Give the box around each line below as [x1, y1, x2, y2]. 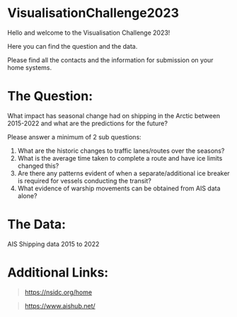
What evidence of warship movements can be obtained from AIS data [17, 184, 221, 192]
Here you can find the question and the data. [7, 42, 138, 50]
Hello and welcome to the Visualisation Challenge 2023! [7, 28, 170, 37]
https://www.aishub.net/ [24, 301, 96, 310]
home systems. [7, 63, 52, 71]
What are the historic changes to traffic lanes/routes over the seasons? [17, 146, 225, 155]
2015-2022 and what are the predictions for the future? [7, 119, 168, 127]
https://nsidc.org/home [24, 288, 93, 296]
